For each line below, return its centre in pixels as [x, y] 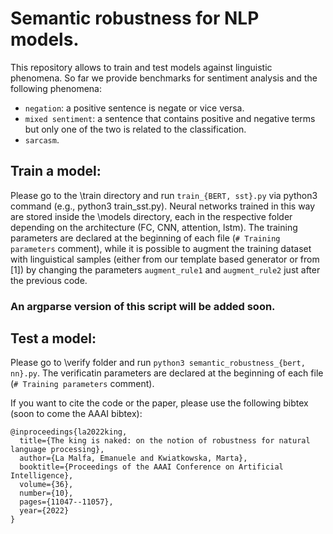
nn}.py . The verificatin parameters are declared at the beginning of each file [167, 373]
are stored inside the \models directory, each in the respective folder [151, 216]
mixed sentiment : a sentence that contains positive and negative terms [170, 118]
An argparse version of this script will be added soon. [143, 306]
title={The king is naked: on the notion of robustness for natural [165, 441]
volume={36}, [46, 485]
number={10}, [46, 493]
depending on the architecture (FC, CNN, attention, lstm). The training [154, 227]
